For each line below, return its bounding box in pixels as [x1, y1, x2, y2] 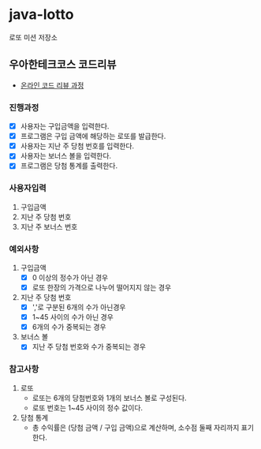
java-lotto [9, 6, 74, 24]
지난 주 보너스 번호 [20, 222, 78, 231]
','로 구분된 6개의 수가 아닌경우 [32, 302, 126, 312]
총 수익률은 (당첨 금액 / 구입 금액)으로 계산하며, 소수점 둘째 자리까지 [32, 422, 240, 432]
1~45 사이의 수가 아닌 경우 [32, 312, 114, 322]
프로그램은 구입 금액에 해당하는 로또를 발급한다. [20, 132, 166, 141]
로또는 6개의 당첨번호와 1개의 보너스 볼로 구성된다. [32, 393, 188, 402]
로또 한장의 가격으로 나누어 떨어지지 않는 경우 [32, 282, 172, 293]
